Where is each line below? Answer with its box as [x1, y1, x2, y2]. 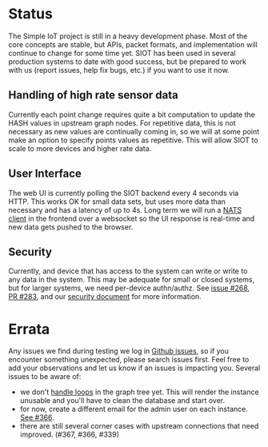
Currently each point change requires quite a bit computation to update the [8, 110, 256, 119]
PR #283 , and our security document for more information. [8, 292, 202, 301]
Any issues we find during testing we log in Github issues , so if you [8, 346, 230, 356]
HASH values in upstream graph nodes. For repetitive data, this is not [8, 118, 236, 128]
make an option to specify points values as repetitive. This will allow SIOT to [8, 135, 258, 145]
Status [8, 5, 54, 23]
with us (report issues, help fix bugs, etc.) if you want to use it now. [8, 65, 230, 74]
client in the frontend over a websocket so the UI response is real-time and [8, 214, 255, 223]
